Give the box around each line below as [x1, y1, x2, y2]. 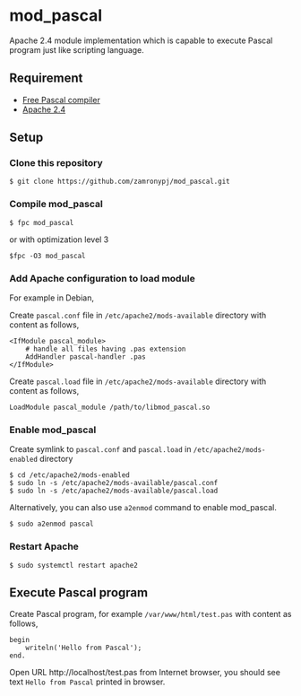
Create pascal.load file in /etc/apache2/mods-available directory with [9, 376, 267, 387]
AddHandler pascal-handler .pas [25, 352, 146, 361]
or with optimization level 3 [9, 234, 109, 245]
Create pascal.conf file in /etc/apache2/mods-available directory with [9, 310, 267, 321]
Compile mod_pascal [9, 198, 103, 211]
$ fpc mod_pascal [9, 218, 74, 227]
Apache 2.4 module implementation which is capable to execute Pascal [9, 35, 273, 46]
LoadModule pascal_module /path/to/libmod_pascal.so [9, 403, 211, 413]
